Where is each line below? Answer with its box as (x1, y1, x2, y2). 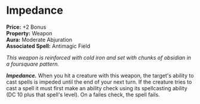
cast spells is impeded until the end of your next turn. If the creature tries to (6, 78, 192, 85)
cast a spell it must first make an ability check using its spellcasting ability (6, 84, 188, 91)
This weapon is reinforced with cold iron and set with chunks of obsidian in (6, 54, 192, 61)
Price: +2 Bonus (6, 23, 47, 30)
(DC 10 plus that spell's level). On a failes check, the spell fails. (6, 91, 160, 98)
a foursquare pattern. (6, 60, 60, 68)
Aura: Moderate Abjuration (6, 36, 73, 43)
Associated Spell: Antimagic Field (6, 42, 91, 50)
